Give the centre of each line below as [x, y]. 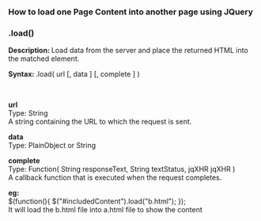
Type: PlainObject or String [52, 146]
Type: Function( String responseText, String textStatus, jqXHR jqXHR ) [122, 170]
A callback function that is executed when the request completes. [115, 177]
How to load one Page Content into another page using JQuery [131, 12]
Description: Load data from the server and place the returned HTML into [129, 51]
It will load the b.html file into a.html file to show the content [106, 210]
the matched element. [44, 59]
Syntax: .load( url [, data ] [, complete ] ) [74, 74]
